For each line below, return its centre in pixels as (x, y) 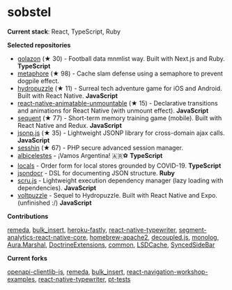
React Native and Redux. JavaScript (69, 125)
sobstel (29, 12)
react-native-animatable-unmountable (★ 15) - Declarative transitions (117, 103)
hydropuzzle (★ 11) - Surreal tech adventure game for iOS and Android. (120, 88)
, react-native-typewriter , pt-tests (83, 279)
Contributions (28, 216)
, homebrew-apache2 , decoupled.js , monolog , (153, 237)
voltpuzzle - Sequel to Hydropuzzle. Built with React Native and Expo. (117, 195)
